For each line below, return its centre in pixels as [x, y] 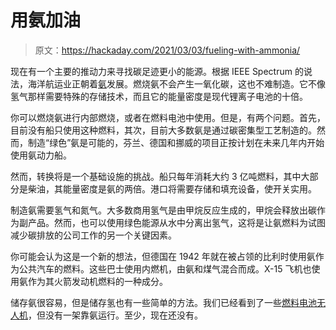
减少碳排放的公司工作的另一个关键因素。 [93, 235]
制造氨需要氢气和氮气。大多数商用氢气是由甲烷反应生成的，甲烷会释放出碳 [163, 210]
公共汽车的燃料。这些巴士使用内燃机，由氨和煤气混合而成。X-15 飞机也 [165, 268]
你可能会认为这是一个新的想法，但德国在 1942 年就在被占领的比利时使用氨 [163, 256]
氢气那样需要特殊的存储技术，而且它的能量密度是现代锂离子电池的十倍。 [159, 96]
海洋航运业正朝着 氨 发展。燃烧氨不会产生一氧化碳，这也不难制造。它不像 [176, 83]
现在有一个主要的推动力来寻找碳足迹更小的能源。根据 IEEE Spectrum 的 [157, 71]
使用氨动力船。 [41, 155]
